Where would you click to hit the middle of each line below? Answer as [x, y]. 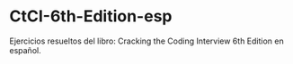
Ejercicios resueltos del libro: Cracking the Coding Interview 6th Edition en [147, 41]
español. [26, 50]
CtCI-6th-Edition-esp [91, 16]
